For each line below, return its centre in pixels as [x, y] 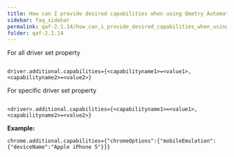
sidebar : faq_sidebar [39, 20]
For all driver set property [44, 53]
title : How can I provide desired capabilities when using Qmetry [106, 14]
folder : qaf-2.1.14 [36, 33]
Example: [21, 129]
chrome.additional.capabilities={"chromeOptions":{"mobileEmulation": [112, 141]
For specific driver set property [52, 90]
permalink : [23, 26]
